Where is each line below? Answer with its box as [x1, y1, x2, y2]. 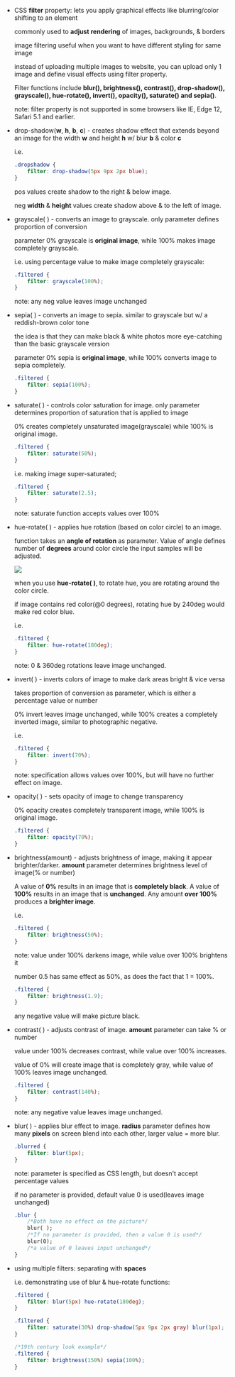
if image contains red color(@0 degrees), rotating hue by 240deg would [13, 600, 225, 609]
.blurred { [13, 1143, 47, 1150]
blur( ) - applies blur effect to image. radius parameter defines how [13, 1121, 211, 1130]
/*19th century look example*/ [13, 1343, 107, 1351]
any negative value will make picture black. [13, 1011, 141, 1021]
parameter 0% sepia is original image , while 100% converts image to [13, 353, 217, 362]
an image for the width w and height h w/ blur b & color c [13, 134, 182, 142]
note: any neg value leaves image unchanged [13, 297, 148, 306]
